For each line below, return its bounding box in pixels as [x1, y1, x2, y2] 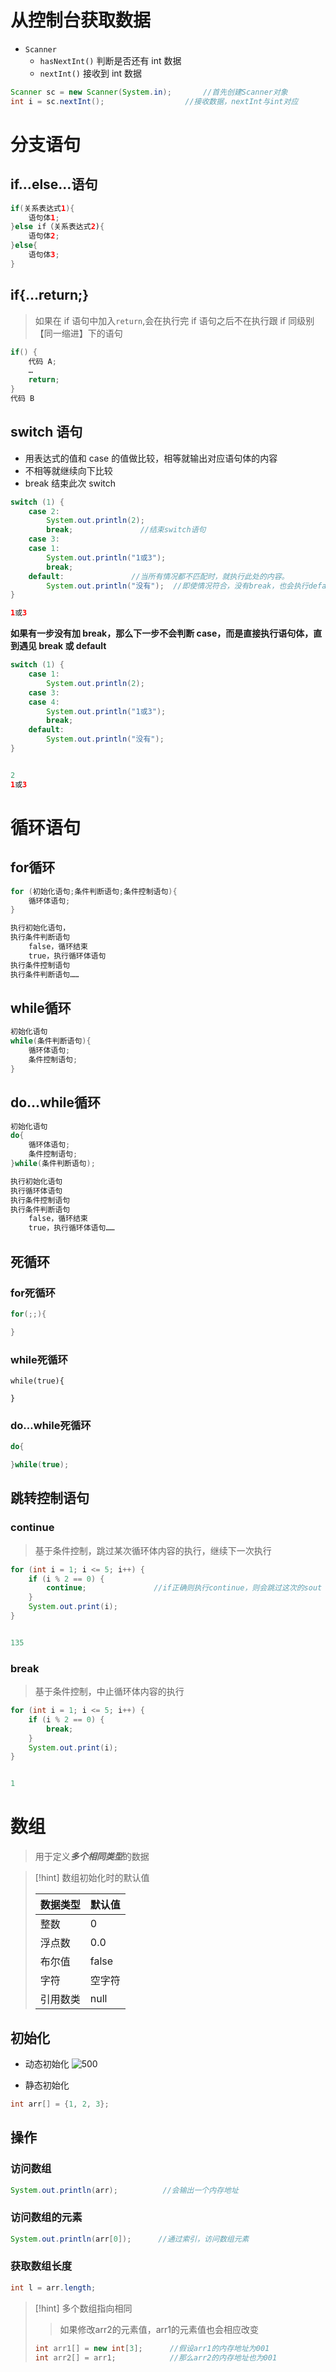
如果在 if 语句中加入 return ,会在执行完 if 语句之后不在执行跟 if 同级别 [34, 314, 315, 326]
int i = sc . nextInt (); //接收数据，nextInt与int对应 [10, 96, 299, 106]
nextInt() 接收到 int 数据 [39, 67, 143, 79]
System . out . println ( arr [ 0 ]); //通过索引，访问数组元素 [10, 2234, 250, 2244]
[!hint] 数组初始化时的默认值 [34, 1872, 150, 1884]
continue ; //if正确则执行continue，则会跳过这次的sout [46, 1583, 323, 1593]
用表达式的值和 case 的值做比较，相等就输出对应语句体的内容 [24, 452, 278, 464]
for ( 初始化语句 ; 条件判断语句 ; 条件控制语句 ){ [10, 886, 178, 896]
